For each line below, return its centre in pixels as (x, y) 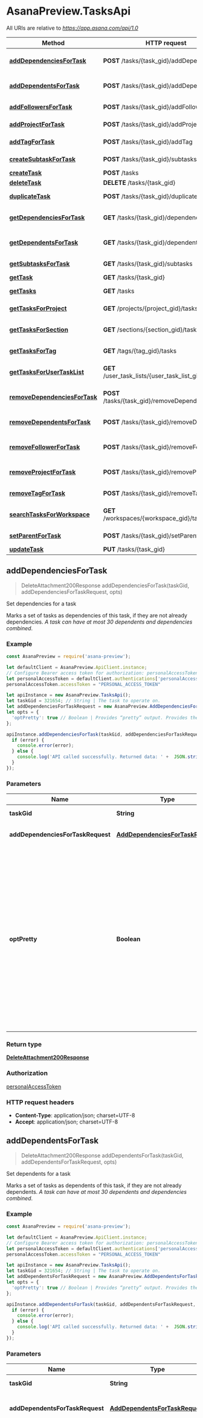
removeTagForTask (37, 493)
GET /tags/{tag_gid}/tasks (140, 351)
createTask (26, 173)
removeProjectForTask (43, 472)
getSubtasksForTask (40, 264)
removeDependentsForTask (50, 422)
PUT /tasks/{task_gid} (134, 549)
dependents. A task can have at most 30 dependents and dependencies (97, 1191)
